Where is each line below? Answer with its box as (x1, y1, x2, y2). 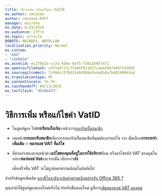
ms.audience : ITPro (5, 30, 44, 34)
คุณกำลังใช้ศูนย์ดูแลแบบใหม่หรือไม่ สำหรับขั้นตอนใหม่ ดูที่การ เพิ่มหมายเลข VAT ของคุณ (5, 185, 143, 191)
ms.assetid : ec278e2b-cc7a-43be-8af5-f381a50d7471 (5, 61, 109, 66)
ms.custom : (5, 48, 27, 52)
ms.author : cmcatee (5, 12, 44, 16)
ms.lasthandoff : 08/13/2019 (5, 83, 62, 89)
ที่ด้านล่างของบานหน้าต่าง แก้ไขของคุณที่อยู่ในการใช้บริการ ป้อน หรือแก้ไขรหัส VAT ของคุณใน (12, 150, 157, 156)
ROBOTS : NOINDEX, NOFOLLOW (5, 39, 59, 44)
